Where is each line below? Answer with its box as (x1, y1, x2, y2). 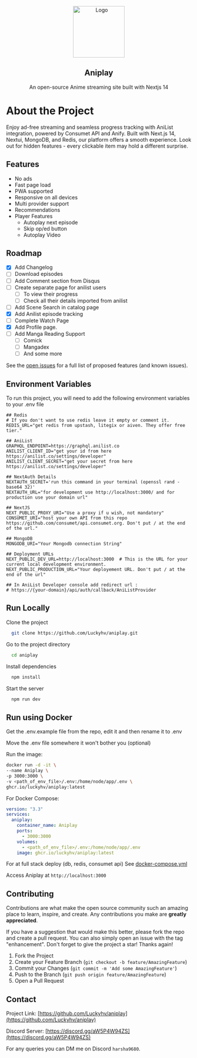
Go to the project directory (6, 640, 71, 648)
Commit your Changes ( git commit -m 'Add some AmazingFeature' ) (14, 964, 178, 972)
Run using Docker (6, 712, 72, 722)
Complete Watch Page (14, 317, 69, 324)
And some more (23, 350, 63, 358)
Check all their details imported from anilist (23, 297, 128, 304)
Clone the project (6, 619, 48, 626)
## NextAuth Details (6, 474, 57, 480)
